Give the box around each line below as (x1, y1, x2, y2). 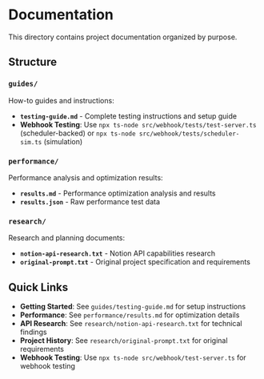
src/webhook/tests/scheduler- (138, 130, 240, 138)
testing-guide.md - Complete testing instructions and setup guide (19, 111, 238, 121)
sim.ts (19, 138, 42, 146)
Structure (8, 55, 58, 69)
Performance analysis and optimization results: (8, 172, 163, 182)
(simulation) (43, 136, 83, 146)
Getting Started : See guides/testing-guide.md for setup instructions (19, 302, 246, 312)
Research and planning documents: (8, 233, 126, 243)
